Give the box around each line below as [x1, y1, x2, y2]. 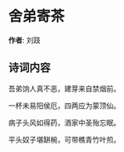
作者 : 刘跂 [8, 35, 41, 45]
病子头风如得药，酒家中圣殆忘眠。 [8, 118, 121, 127]
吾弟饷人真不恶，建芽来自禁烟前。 [8, 83, 121, 93]
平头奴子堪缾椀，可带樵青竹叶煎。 [8, 134, 121, 144]
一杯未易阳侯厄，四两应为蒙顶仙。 [8, 101, 121, 110]
